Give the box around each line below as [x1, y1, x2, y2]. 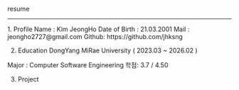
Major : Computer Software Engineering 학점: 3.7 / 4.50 [7, 61, 169, 69]
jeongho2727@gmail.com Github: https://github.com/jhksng [7, 33, 184, 40]
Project [17, 75, 39, 83]
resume [7, 5, 30, 13]
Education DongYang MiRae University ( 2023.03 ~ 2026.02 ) [17, 46, 198, 55]
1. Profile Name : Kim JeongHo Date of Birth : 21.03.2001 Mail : [7, 25, 190, 33]
